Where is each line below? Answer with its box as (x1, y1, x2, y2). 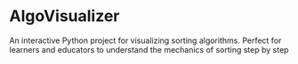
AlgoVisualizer (9, 6, 120, 26)
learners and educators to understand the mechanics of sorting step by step (9, 44, 289, 54)
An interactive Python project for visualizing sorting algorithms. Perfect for (9, 35, 282, 46)
